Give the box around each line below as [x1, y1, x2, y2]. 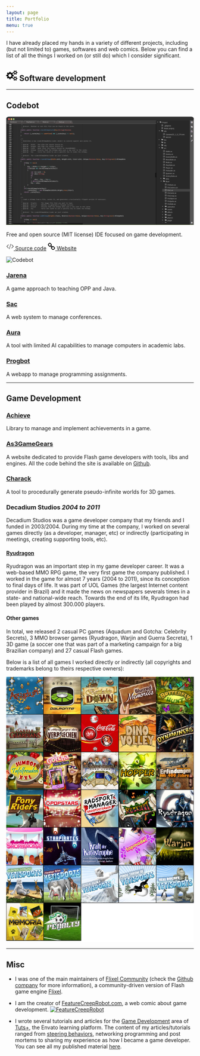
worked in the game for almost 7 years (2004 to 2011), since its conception [6, 576, 190, 583]
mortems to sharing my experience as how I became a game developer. [14, 1037, 191, 1044]
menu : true [6, 22, 33, 28]
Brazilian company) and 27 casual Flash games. [6, 647, 123, 654]
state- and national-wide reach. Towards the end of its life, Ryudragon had [6, 595, 189, 602]
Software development [18, 73, 106, 83]
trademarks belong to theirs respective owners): [6, 665, 124, 672]
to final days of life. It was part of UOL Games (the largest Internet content [6, 581, 188, 589]
